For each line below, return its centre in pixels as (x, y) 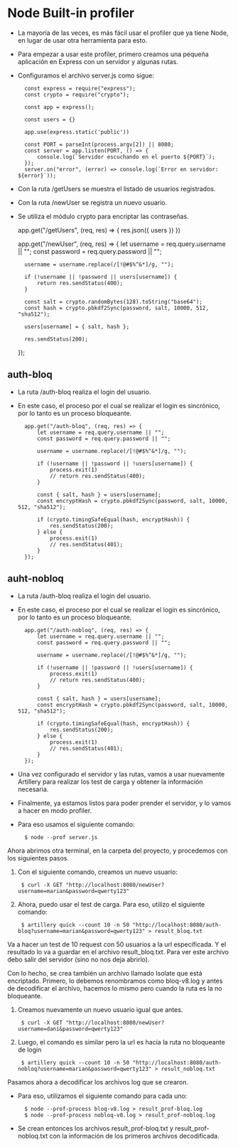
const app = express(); (59, 107)
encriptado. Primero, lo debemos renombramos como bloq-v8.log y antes (115, 981)
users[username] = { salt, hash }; (77, 326)
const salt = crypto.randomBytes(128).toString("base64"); (114, 302)
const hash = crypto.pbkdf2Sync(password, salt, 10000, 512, (117, 308)
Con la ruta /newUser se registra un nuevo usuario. (92, 202)
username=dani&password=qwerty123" (70, 1029)
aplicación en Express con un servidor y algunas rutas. (98, 61)
